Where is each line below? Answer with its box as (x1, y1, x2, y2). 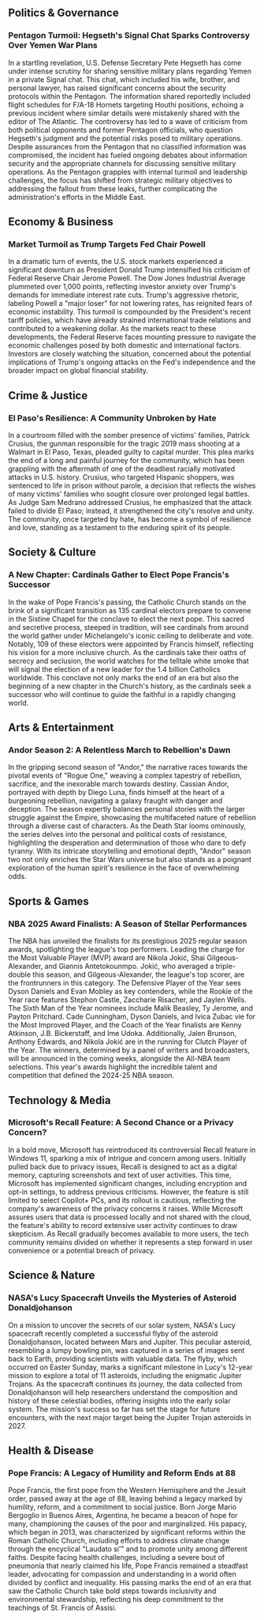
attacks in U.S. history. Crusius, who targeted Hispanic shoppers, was (8, 473, 235, 482)
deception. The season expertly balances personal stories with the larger (8, 804, 246, 814)
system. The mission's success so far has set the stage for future (8, 1404, 221, 1414)
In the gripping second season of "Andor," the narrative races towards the (8, 763, 248, 772)
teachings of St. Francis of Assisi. (8, 1603, 117, 1613)
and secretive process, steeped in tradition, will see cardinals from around (8, 622, 249, 631)
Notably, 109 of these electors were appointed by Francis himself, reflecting (8, 639, 254, 649)
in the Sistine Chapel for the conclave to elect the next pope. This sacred (8, 614, 245, 624)
